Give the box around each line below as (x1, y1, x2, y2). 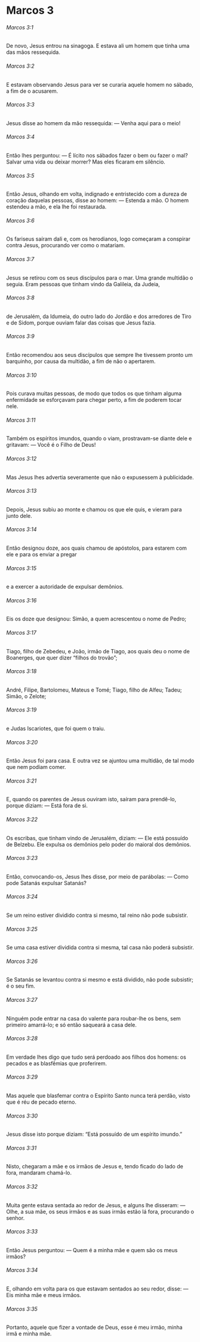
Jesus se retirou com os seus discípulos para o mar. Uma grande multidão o (6, 274, 193, 281)
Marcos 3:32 (6, 1183, 38, 1190)
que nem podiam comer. (6, 764, 66, 771)
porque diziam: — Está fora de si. (6, 802, 88, 809)
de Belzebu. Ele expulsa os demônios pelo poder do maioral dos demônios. (6, 841, 192, 848)
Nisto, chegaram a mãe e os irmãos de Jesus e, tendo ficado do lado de (6, 1163, 183, 1170)
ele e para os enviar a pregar (6, 551, 77, 558)
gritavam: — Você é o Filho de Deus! (6, 441, 96, 449)
